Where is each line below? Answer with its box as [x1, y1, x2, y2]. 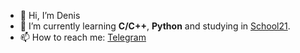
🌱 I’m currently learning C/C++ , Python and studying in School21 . [19, 20, 291, 32]
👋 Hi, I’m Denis [19, 10, 81, 21]
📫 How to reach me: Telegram [19, 31, 147, 43]
